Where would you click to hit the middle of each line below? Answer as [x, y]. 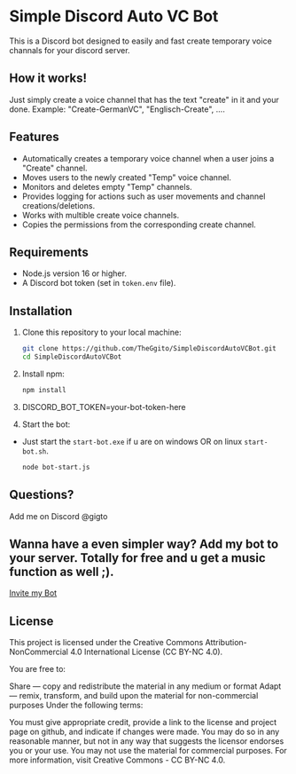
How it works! [48, 79]
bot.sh [34, 451]
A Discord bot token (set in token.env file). [99, 283]
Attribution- [226, 643]
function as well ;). [62, 571]
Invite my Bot [33, 593]
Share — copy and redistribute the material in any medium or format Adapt [145, 686]
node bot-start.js [56, 467]
